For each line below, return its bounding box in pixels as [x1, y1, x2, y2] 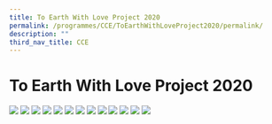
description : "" [9, 29, 69, 38]
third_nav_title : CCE [9, 37, 89, 47]
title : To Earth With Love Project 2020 [9, 12, 161, 22]
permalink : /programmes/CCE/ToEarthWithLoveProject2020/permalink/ [9, 21, 264, 30]
